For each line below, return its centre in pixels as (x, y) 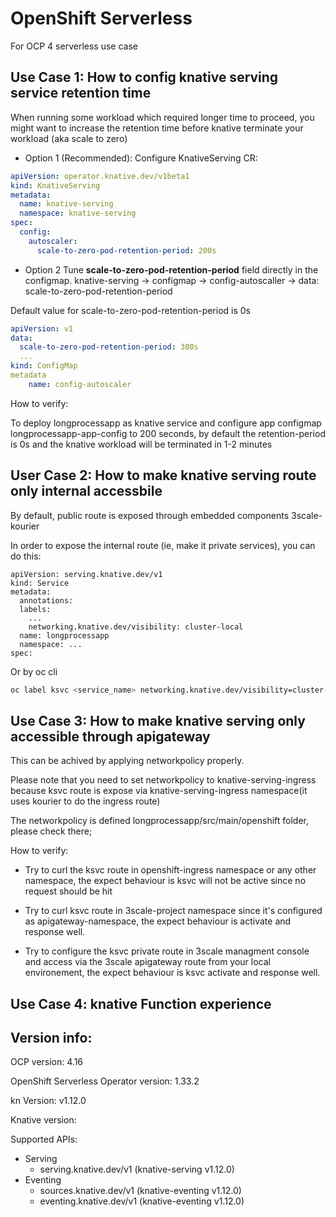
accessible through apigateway (110, 736)
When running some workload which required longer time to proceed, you (162, 117)
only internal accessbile (86, 491)
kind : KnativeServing (55, 185)
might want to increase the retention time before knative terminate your (157, 128)
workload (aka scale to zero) (69, 138)
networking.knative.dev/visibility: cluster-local (136, 627)
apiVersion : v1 (42, 328)
